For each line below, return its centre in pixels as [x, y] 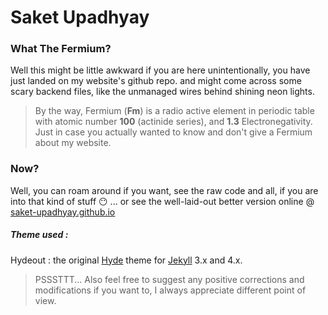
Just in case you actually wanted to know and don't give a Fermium [173, 132]
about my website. [73, 143]
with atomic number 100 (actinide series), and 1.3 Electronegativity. [173, 122]
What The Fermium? [61, 49]
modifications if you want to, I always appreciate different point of [170, 290]
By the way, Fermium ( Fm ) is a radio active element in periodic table [174, 111]
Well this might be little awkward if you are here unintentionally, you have [160, 70]
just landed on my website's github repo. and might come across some [156, 81]
